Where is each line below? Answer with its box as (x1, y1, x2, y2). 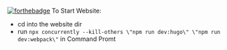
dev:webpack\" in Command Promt (17, 35, 116, 43)
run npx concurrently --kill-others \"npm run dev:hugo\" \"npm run (17, 28, 221, 35)
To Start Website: (51, 7, 102, 15)
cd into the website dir (17, 20, 83, 28)
